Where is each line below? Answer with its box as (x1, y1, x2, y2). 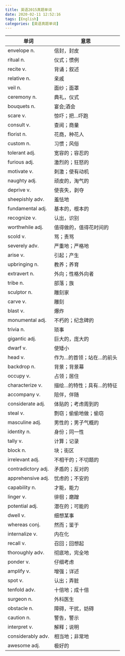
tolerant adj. (7, 149, 36, 156)
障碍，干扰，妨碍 (54, 605, 94, 612)
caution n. (7, 614, 31, 621)
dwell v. (7, 512, 26, 519)
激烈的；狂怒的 (54, 159, 89, 166)
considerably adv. (7, 633, 50, 640)
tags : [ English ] (5, 16, 39, 21)
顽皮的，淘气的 (54, 178, 89, 184)
